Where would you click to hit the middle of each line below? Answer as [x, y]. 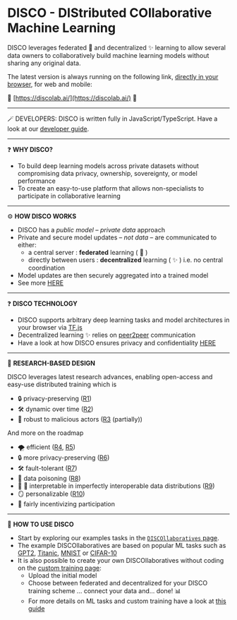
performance [37, 181]
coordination [47, 268]
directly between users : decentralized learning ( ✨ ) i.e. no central [126, 260]
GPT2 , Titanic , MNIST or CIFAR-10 [67, 553]
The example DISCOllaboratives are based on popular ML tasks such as [122, 545]
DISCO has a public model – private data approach [91, 229]
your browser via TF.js [50, 327]
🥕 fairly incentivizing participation [66, 503]
